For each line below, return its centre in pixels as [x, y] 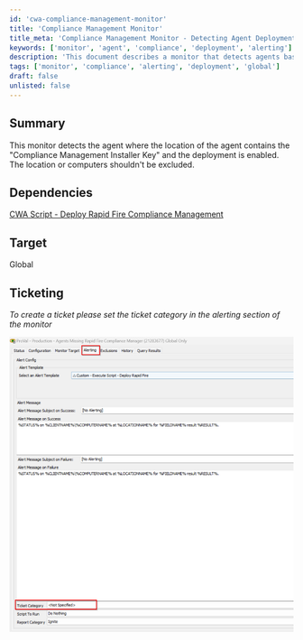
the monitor [31, 324]
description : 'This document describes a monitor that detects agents [145, 57]
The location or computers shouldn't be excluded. [102, 164]
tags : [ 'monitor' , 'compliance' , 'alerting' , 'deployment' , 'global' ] [145, 67]
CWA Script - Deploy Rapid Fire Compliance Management [116, 214]
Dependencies [51, 193]
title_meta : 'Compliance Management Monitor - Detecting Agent [131, 38]
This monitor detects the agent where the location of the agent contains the [150, 145]
